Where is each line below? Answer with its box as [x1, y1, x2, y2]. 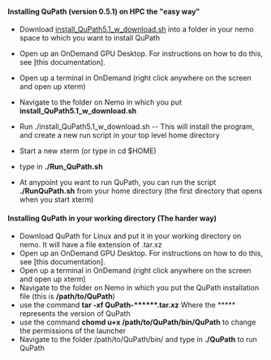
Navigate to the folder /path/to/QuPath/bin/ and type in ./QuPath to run [19, 335, 257, 345]
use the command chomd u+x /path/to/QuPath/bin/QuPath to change [19, 317, 256, 328]
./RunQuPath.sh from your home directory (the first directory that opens [19, 186, 263, 196]
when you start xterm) [19, 195, 94, 204]
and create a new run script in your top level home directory [19, 131, 220, 140]
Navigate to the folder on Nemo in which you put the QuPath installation [19, 283, 260, 293]
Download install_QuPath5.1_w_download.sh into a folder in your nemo [19, 24, 254, 34]
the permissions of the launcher [19, 326, 127, 336]
